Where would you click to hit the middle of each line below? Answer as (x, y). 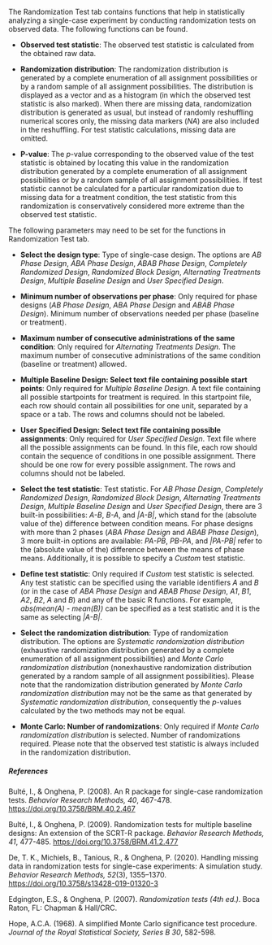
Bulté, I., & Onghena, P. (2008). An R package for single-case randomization (136, 791)
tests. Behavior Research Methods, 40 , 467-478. (90, 799)
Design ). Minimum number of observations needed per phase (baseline (140, 314)
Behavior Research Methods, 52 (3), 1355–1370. (88, 874)
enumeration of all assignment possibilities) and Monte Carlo (122, 659)
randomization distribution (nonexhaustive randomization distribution (136, 667)
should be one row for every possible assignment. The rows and (127, 464)
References (28, 771)
